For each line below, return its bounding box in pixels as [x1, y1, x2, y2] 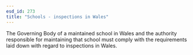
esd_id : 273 [6, 8, 35, 14]
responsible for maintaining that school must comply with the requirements [6, 36, 187, 43]
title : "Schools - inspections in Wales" [6, 14, 109, 20]
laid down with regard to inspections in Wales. [6, 42, 117, 49]
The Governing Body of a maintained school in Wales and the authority [6, 30, 177, 36]
